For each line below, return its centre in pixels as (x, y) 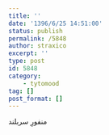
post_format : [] (36, 99)
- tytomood (41, 83)
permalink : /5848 (38, 38)
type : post (27, 61)
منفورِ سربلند (28, 121)
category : (25, 76)
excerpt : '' (28, 53)
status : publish (36, 31)
